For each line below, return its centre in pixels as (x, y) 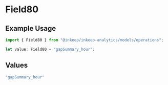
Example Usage (31, 28)
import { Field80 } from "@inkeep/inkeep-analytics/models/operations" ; (85, 40)
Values (17, 65)
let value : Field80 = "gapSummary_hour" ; (50, 49)
